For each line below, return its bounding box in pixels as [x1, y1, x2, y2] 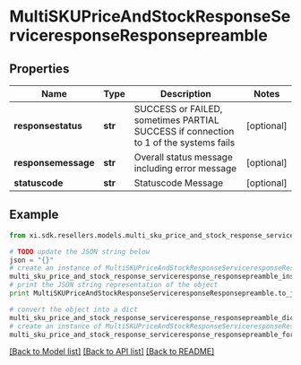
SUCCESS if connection [133, 126, 235, 137]
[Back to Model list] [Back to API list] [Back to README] [9, 346, 215, 357]
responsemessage [13, 157, 95, 169]
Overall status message [133, 151, 233, 163]
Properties [9, 61, 70, 76]
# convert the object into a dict [9, 305, 139, 314]
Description [159, 88, 212, 100]
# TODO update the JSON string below [9, 247, 150, 256]
